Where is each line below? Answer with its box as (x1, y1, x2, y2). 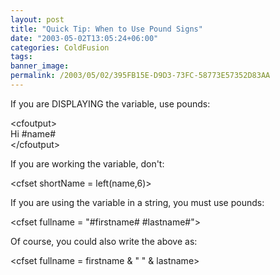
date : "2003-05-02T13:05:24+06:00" (10, 33, 159, 43)
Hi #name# (10, 127, 57, 140)
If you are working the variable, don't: (10, 157, 165, 170)
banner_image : (10, 61, 70, 71)
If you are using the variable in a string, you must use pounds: (10, 196, 265, 208)
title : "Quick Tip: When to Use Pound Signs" (10, 24, 203, 34)
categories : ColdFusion (10, 42, 110, 53)
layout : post (10, 14, 65, 25)
